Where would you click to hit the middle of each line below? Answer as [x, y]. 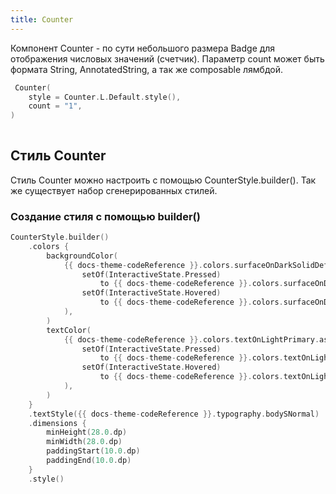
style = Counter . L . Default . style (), [105, 97]
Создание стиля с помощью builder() [105, 216]
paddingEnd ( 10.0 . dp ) [89, 461]
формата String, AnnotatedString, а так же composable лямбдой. [146, 69]
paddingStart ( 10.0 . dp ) [93, 451]
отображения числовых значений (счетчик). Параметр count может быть [167, 58]
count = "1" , [55, 106]
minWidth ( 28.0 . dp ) [84, 442]
